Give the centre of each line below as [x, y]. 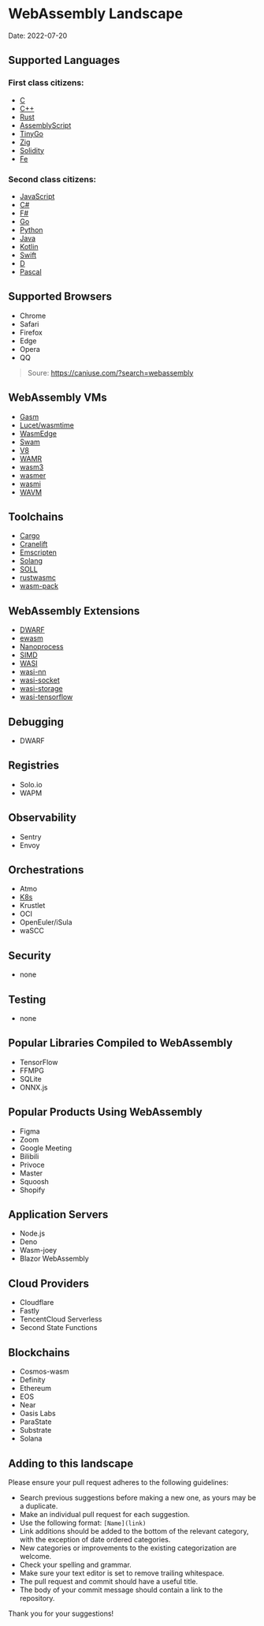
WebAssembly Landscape [96, 14]
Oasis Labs [38, 1414]
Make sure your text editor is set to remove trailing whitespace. [122, 1573]
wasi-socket [40, 680]
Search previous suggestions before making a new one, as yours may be [138, 1497]
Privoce [32, 1164]
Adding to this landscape [71, 1463]
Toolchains [36, 516]
